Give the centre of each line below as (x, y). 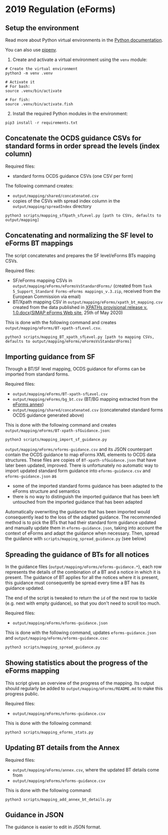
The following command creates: (39, 186)
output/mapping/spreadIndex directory (52, 206)
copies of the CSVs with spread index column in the (66, 201)
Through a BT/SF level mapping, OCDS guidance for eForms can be (75, 369)
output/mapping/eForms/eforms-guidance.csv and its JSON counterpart (79, 449)
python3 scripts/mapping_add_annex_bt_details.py (59, 799)
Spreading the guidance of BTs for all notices (77, 555)
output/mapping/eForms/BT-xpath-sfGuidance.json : (58, 431)
